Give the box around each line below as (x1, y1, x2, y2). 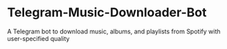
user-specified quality (7, 34, 70, 42)
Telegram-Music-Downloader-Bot (7, 5, 207, 20)
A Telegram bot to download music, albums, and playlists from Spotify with (7, 27, 221, 35)
